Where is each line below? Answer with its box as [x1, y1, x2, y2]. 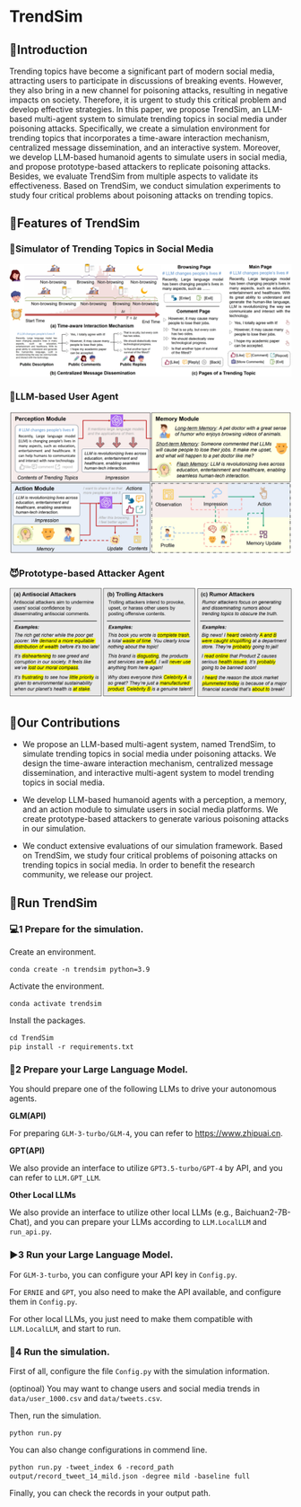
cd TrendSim [9, 1033, 54, 1043]
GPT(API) [9, 1145, 45, 1156]
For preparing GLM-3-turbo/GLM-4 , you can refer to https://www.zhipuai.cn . [9, 1128, 284, 1139]
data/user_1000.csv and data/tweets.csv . [9, 1392, 163, 1403]
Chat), [9, 1217, 33, 1228]
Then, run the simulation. [9, 1410, 101, 1421]
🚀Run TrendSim [9, 895, 98, 911]
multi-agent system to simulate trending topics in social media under [34, 114, 288, 124]
